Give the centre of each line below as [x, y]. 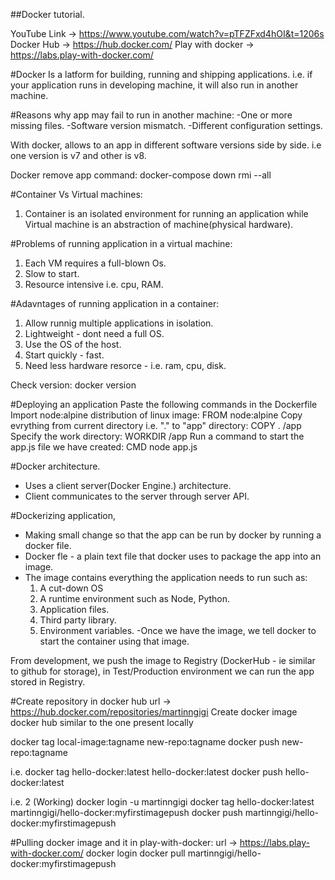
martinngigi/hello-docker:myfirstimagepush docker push [126, 812]
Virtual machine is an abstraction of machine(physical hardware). [159, 224]
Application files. [74, 609]
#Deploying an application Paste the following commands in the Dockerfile [164, 404]
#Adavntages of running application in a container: [115, 303]
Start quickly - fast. [64, 355]
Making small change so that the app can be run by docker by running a [173, 535]
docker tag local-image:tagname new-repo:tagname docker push [145, 742]
